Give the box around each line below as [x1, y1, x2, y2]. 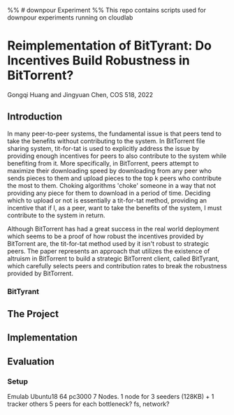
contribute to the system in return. [7, 211, 106, 219]
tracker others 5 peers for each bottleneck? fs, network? [7, 400, 170, 408]
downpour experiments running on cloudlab [7, 13, 133, 22]
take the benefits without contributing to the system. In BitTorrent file [7, 136, 205, 145]
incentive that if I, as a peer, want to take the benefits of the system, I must [7, 203, 222, 212]
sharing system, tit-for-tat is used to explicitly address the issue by [7, 144, 200, 152]
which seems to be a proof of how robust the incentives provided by [7, 232, 204, 240]
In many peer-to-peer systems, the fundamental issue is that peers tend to [7, 129, 222, 138]
